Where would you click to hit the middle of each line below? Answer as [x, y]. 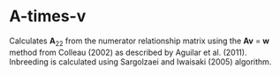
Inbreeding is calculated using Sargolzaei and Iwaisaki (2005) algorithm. [140, 61]
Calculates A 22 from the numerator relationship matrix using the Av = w [139, 42]
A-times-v [48, 16]
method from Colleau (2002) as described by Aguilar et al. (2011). [128, 52]
